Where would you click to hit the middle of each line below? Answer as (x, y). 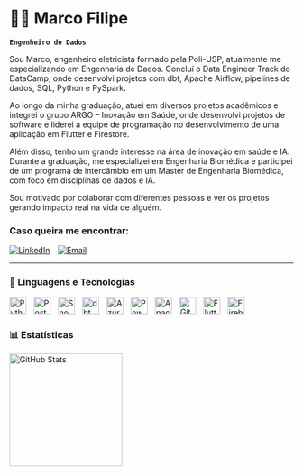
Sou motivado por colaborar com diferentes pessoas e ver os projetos (139, 197)
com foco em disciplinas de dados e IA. (83, 180)
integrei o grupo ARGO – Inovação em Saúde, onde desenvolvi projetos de (147, 114)
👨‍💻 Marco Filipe (69, 18)
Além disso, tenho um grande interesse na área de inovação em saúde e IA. (150, 151)
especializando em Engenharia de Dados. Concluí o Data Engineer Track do (150, 69)
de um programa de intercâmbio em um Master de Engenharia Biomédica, (147, 170)
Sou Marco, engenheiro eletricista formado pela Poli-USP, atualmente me (145, 59)
